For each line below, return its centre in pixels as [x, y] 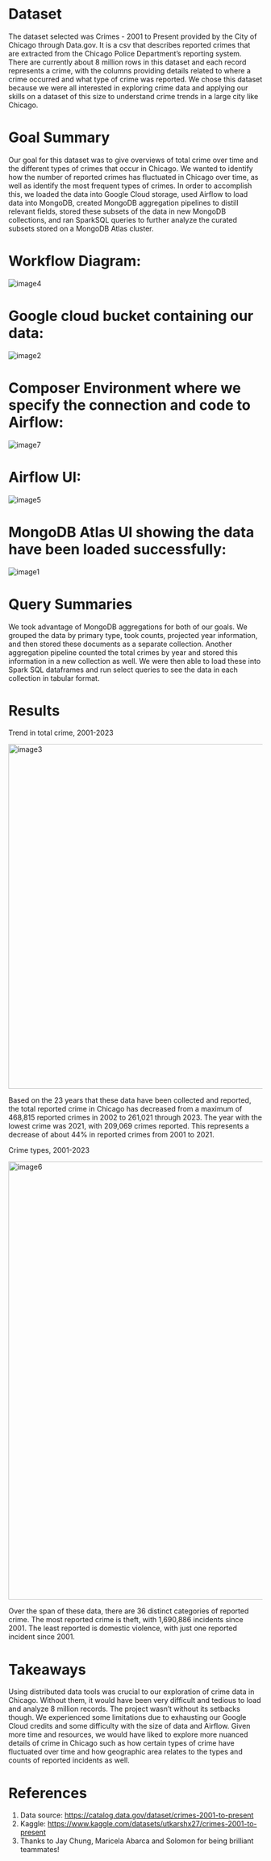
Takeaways [47, 1669]
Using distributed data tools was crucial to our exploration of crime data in [131, 1692]
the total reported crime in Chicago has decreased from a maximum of [125, 1109]
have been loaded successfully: [118, 549]
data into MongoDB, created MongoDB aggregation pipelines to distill [124, 202]
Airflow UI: [45, 477]
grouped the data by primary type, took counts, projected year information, [133, 635]
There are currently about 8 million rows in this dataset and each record [127, 62]
